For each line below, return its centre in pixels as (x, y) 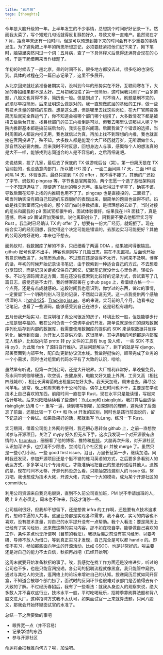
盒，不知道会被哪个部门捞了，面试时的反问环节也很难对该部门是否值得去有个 (81, 580)
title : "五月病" (20, 9)
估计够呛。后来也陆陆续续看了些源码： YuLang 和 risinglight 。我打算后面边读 (81, 400)
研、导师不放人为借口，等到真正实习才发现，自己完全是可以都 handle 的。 (79, 540)
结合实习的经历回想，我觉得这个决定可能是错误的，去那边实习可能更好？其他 (81, 229)
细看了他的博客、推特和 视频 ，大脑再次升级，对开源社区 (100, 440)
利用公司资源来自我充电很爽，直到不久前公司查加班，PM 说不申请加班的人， (81, 493)
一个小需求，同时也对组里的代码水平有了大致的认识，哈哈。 (65, 359)
